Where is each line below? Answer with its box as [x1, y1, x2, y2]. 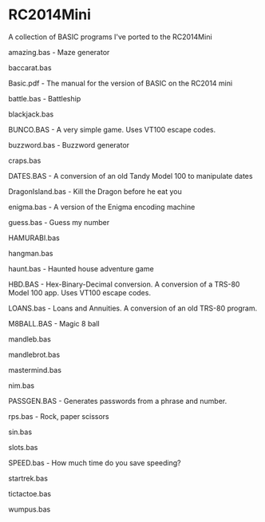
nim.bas [8, 381, 34, 390]
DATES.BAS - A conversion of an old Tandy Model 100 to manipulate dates [8, 171, 253, 180]
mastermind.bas [8, 365, 62, 374]
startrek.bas [8, 473, 48, 483]
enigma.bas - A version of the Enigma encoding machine [8, 202, 196, 212]
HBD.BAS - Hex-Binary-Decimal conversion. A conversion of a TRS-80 [8, 279, 240, 289]
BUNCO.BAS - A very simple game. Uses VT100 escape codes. [8, 125, 216, 134]
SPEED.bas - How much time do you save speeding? [8, 457, 181, 468]
